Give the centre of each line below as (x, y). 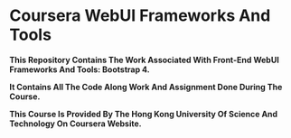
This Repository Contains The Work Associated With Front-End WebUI (145, 60)
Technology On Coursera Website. (75, 124)
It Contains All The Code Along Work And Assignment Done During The (146, 87)
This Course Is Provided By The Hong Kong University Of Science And (144, 114)
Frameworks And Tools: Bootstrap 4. (80, 69)
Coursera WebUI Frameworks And (140, 16)
